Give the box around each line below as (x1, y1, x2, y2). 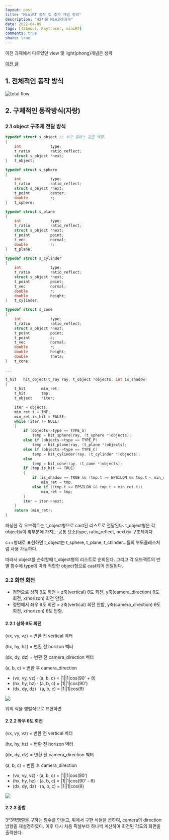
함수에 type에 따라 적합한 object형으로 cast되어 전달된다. (10, 563, 123, 569)
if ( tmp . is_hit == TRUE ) (23, 466, 75, 471)
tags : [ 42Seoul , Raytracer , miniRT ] (5, 26, 82, 31)
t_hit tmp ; (14, 391, 51, 396)
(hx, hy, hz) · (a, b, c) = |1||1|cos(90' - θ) (12, 777, 96, 783)
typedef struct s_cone (5, 307, 53, 312)
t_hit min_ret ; (14, 386, 59, 391)
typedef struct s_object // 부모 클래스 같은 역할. (5, 135, 107, 140)
